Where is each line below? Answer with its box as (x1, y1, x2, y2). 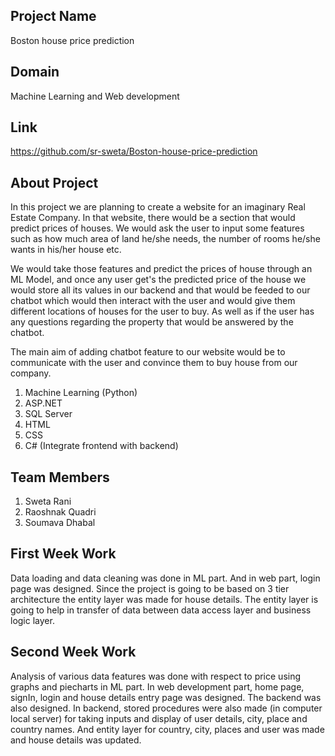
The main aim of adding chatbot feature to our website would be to (10, 346, 286, 358)
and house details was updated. (10, 734, 142, 746)
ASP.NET (24, 397, 63, 409)
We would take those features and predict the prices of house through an (10, 263, 313, 275)
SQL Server (24, 408, 73, 420)
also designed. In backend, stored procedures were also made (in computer (10, 702, 323, 714)
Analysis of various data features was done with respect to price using (10, 670, 302, 682)
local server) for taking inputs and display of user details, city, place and (10, 712, 308, 724)
